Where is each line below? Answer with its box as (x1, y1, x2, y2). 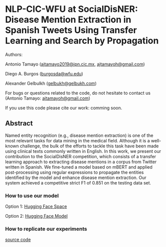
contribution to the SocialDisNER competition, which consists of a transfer (5, 153, 156, 159)
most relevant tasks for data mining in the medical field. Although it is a (5, 137, 150, 143)
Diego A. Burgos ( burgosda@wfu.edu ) (5, 70, 83, 76)
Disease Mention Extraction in (5, 14, 131, 25)
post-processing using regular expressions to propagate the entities (5, 169, 144, 175)
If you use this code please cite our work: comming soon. (5, 105, 122, 111)
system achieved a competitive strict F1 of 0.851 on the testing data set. (5, 180, 151, 185)
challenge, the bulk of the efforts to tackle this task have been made (19, 143, 159, 149)
